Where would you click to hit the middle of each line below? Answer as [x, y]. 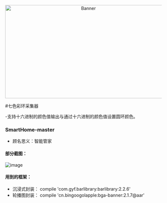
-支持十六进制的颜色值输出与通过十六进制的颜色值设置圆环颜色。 [72, 116]
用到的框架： [18, 177]
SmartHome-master [30, 129]
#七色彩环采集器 [22, 106]
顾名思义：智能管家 [32, 141]
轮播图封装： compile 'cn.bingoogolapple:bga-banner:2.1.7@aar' [79, 195]
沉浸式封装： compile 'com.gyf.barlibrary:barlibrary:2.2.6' [71, 189]
